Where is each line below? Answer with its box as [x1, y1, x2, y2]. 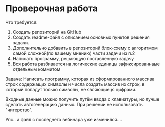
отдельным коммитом [12, 66, 61, 72]
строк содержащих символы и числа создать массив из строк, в [5, 81, 145, 87]
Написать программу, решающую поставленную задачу [12, 55, 134, 61]
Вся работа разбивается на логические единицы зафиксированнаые [12, 61, 160, 67]
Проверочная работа [5, 3, 98, 14]
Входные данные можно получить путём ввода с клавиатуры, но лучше [5, 96, 160, 102]
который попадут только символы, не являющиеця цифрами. [5, 86, 137, 92]
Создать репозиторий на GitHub [12, 29, 82, 35]
